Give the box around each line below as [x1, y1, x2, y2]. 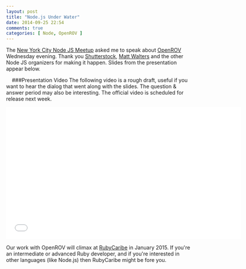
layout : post [6, 8, 38, 15]
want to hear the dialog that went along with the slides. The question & [6, 83, 177, 90]
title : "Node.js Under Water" [6, 14, 80, 20]
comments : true [6, 25, 43, 31]
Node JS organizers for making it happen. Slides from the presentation [6, 59, 177, 66]
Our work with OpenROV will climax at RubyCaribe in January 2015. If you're [6, 244, 191, 251]
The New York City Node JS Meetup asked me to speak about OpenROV [6, 46, 181, 53]
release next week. [6, 95, 52, 103]
